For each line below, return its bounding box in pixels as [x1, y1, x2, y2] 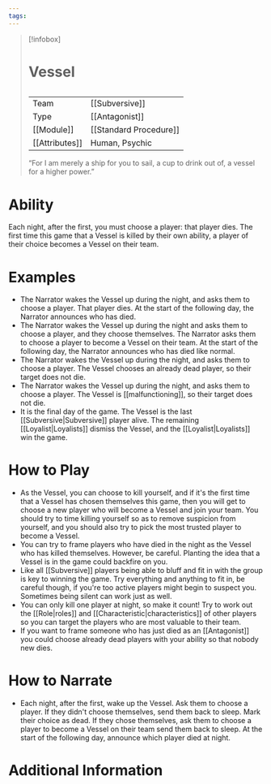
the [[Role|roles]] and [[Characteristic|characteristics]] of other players [19, 609, 257, 618]
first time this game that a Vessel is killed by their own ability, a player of [8, 230, 249, 240]
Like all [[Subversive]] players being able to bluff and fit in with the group [19, 566, 263, 575]
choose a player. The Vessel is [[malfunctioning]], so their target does [19, 390, 253, 399]
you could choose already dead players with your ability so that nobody [19, 635, 259, 644]
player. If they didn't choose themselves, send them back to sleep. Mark [19, 707, 261, 717]
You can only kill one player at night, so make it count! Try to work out [19, 600, 253, 610]
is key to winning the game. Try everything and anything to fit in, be [19, 574, 245, 584]
